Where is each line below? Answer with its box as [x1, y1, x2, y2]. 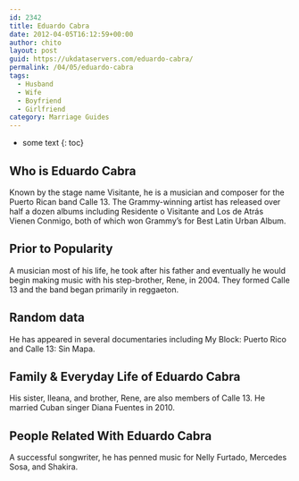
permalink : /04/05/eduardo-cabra [9, 63, 134, 72]
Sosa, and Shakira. [9, 461, 79, 472]
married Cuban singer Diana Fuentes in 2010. [9, 402, 176, 413]
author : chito [9, 38, 62, 47]
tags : [9, 72, 29, 80]
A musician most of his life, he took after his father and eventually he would [9, 265, 286, 275]
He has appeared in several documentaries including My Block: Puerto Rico [9, 333, 287, 344]
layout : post [9, 46, 58, 55]
